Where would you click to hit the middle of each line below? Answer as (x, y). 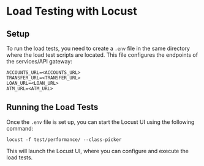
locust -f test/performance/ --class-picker (64, 139)
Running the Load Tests (52, 107)
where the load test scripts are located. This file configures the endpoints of (102, 55)
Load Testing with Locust (72, 11)
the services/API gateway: (39, 61)
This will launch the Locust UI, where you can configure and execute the (97, 151)
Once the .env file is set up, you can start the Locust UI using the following (100, 122)
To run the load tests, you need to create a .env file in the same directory (98, 48)
